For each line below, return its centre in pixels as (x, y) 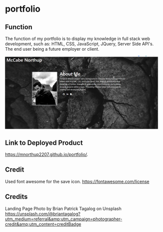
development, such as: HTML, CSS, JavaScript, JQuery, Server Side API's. (79, 44)
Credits (16, 197)
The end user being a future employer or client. (52, 49)
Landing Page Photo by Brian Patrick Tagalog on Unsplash (63, 209)
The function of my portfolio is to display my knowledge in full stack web (78, 39)
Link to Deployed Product (44, 143)
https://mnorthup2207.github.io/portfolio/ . (47, 154)
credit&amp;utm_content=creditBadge (43, 224)
